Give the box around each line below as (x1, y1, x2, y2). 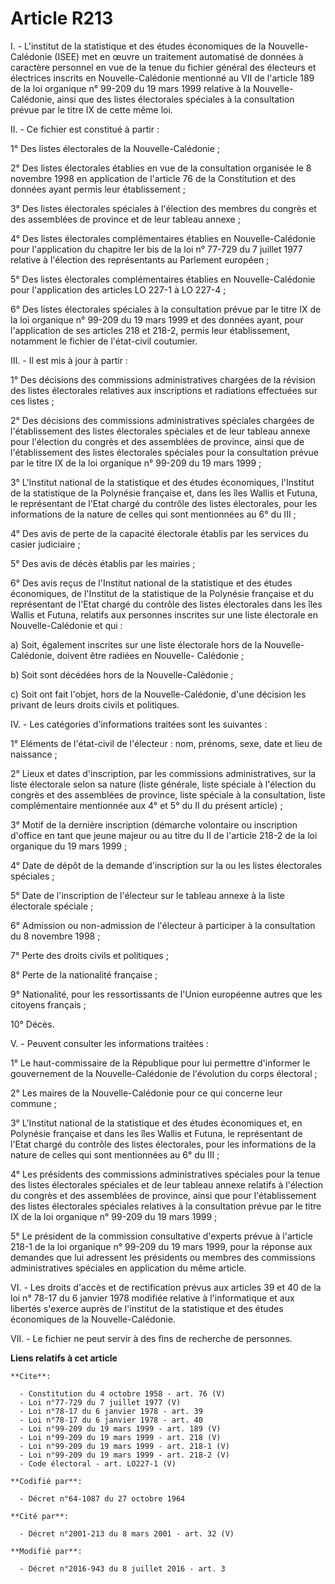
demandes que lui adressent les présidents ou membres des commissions (10, 1251, 316, 1263)
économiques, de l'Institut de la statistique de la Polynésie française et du (10, 587, 315, 599)
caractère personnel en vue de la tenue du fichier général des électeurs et (10, 61, 317, 73)
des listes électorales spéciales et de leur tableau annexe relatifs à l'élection (10, 1178, 324, 1191)
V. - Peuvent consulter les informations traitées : (10, 1037, 209, 1049)
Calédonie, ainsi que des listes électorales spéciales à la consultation (10, 93, 295, 105)
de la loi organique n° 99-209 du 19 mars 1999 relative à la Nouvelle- (10, 82, 294, 94)
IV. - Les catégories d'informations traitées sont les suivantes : (10, 718, 268, 730)
